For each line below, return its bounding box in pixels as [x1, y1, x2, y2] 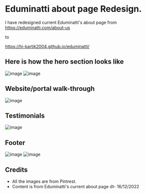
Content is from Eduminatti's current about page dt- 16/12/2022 [12, 184, 139, 189]
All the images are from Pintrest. [12, 178, 77, 184]
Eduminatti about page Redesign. [5, 3, 142, 15]
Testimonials [5, 111, 45, 120]
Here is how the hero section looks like [5, 57, 124, 66]
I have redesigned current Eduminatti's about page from [5, 19, 117, 25]
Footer [5, 139, 26, 147]
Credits [5, 165, 28, 174]
